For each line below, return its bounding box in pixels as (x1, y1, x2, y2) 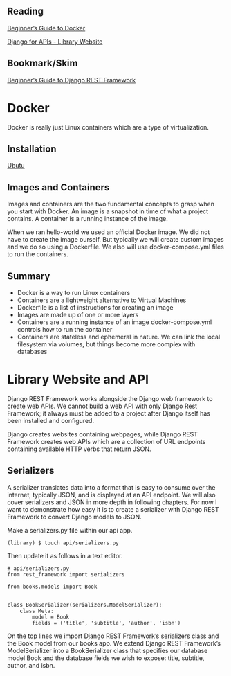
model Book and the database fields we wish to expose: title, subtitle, (7, 654, 205, 662)
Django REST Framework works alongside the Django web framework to (7, 394, 213, 402)
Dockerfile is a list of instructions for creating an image (17, 303, 174, 311)
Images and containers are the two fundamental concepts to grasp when (7, 200, 214, 208)
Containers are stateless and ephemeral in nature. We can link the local (17, 332, 221, 341)
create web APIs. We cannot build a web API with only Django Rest (7, 402, 198, 410)
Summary (7, 270, 50, 282)
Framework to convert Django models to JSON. (7, 513, 142, 521)
